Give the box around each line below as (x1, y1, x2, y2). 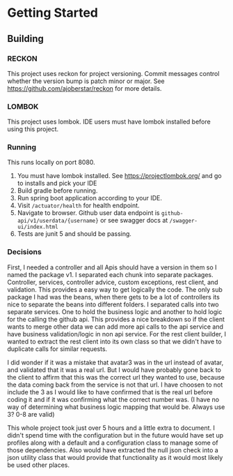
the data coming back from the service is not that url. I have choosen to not (7, 380, 223, 389)
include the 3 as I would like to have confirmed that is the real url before (7, 387, 214, 396)
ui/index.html (17, 223, 58, 231)
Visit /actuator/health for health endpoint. (17, 201, 140, 210)
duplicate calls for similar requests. (7, 344, 108, 353)
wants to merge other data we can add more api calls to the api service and (7, 322, 224, 331)
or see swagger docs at (99, 216, 168, 225)
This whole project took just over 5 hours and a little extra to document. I (7, 424, 216, 432)
